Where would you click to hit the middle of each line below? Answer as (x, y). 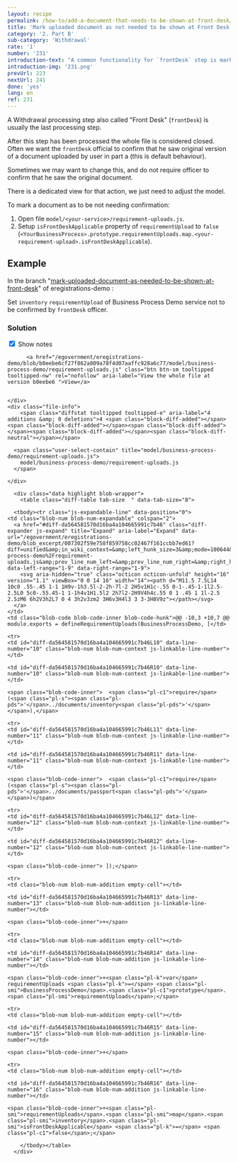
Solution (22, 328)
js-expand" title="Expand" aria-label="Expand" (107, 531)
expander (20, 531)
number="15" (25, 1034)
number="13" (25, 904)
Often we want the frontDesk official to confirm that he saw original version (117, 149)
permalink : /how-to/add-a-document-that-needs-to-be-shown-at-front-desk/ (120, 21)
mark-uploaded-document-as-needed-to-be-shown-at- (132, 280)
